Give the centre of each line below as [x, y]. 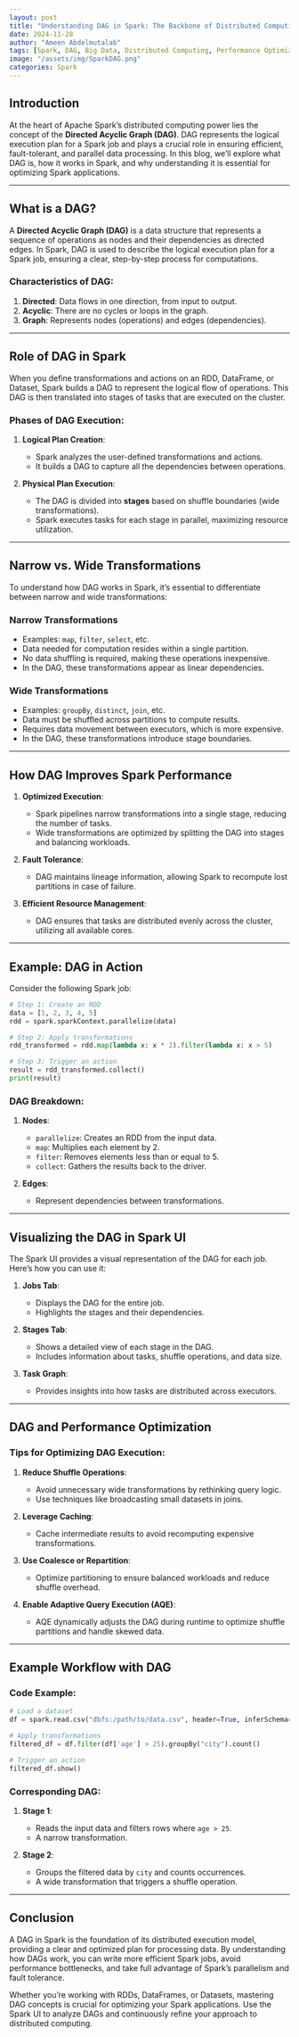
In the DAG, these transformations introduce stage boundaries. [137, 739]
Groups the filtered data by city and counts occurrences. [141, 1872]
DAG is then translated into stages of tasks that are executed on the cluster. [148, 397]
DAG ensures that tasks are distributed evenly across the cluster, [154, 921]
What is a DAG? [53, 209]
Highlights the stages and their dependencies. [120, 1312]
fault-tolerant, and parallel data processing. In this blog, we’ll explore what [145, 153]
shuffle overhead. [68, 1587]
